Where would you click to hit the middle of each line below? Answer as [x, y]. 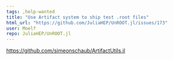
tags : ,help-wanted [31, 12]
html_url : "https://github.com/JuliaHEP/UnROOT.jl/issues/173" [87, 23]
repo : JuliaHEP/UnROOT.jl [38, 34]
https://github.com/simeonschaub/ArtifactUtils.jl [66, 50]
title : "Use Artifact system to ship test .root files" [77, 17]
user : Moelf [21, 28]
